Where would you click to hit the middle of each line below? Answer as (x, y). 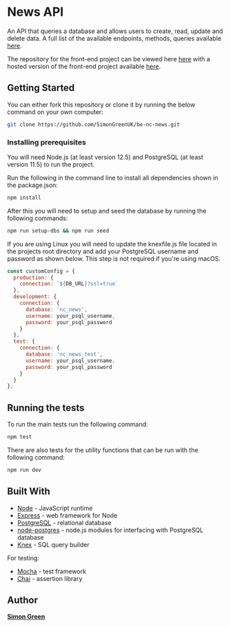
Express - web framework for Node (67, 515)
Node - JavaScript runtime (55, 508)
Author (22, 601)
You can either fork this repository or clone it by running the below (101, 105)
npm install (24, 198)
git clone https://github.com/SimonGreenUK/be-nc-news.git (94, 125)
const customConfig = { (41, 271)
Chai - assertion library (50, 578)
